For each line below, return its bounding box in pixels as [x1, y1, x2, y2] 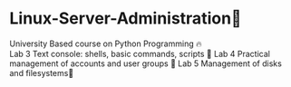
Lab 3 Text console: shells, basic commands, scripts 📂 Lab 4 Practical [9, 48, 270, 59]
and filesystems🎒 [9, 67, 74, 78]
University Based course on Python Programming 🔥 [9, 38, 202, 49]
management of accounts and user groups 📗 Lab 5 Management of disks [9, 58, 283, 69]
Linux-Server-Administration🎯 [9, 8, 242, 29]
